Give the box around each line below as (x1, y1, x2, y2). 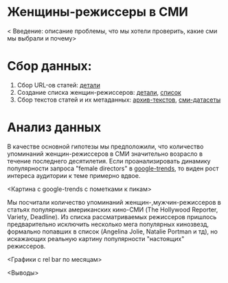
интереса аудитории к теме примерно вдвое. (7, 171, 141, 179)
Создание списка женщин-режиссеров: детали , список (16, 88, 182, 96)
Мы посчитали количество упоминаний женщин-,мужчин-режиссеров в (7, 198, 221, 206)
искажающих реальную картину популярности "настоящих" (7, 234, 185, 242)
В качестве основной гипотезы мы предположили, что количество (7, 142, 204, 150)
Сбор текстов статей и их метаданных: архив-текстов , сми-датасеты (16, 95, 221, 104)
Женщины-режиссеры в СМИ (7, 4, 189, 20)
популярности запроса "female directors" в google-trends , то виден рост (7, 164, 219, 172)
